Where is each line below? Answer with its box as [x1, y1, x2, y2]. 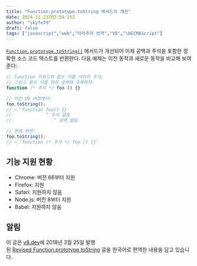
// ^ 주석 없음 [6, 112, 70, 118]
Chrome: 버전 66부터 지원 [14, 173, 75, 180]
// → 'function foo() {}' [6, 107, 70, 113]
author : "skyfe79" [6, 19, 51, 25]
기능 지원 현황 [6, 157, 53, 167]
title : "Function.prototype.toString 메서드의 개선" [6, 8, 131, 15]
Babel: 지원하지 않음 [14, 203, 62, 210]
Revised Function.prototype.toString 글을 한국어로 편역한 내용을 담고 [12, 246, 174, 254]
